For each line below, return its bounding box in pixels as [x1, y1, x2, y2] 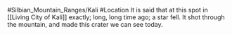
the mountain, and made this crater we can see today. [7, 21, 163, 28]
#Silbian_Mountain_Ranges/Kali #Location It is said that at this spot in [7, 6, 209, 14]
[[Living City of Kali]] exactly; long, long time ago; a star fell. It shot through [7, 13, 225, 21]
